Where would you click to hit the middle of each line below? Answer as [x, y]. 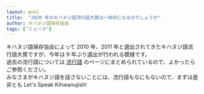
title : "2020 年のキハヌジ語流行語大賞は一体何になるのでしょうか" [83, 18]
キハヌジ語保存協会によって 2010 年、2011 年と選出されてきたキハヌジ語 [97, 47]
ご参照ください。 [28, 70]
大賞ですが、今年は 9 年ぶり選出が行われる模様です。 [84, 55]
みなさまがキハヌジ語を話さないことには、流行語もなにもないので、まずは [100, 77]
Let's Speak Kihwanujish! [55, 85]
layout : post [23, 12]
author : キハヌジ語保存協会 [38, 23]
